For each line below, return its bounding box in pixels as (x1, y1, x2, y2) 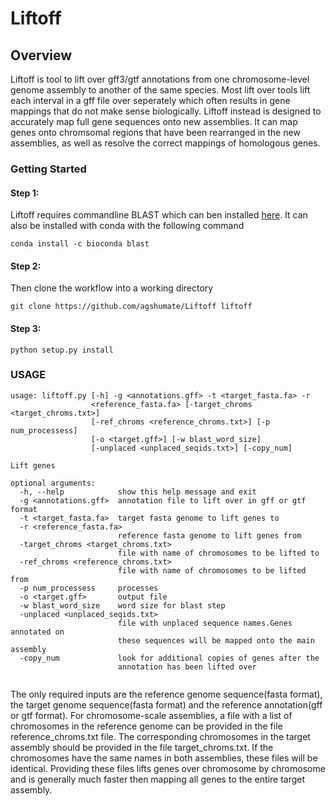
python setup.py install (10, 345, 114, 355)
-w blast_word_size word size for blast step (19, 600, 226, 611)
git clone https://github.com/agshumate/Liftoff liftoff (10, 302, 253, 312)
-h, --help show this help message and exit (19, 487, 257, 497)
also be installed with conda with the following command (10, 220, 245, 232)
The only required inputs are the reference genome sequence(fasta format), (10, 688, 323, 700)
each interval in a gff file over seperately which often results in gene (10, 95, 291, 106)
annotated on (10, 627, 65, 637)
